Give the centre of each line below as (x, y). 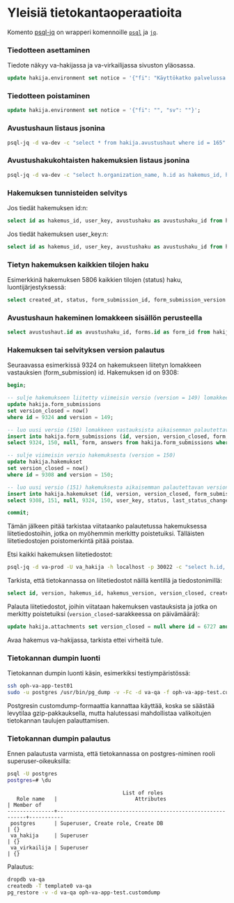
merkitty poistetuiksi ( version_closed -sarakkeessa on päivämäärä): (103, 614)
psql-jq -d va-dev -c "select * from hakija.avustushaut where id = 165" (117, 143)
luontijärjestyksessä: (37, 287)
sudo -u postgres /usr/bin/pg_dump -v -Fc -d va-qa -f (88, 693)
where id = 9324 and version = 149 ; (60, 417)
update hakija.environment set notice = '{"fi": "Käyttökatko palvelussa (117, 78)
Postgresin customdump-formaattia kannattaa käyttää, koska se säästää (111, 705)
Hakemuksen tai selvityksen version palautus (86, 350)
